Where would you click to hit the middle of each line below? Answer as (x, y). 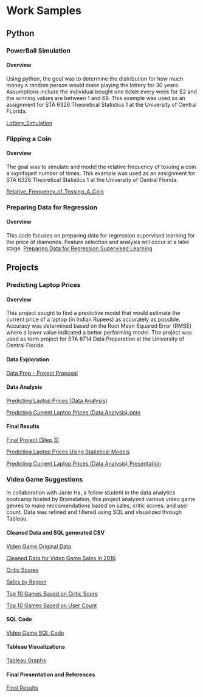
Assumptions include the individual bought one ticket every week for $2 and (102, 92)
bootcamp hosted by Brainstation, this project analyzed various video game (101, 499)
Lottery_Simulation (29, 123)
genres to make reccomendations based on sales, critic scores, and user (97, 506)
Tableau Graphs (26, 660)
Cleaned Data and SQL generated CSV (56, 532)
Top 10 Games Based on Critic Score (52, 593)
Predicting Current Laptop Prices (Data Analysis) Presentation (84, 464)
